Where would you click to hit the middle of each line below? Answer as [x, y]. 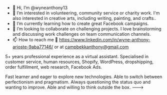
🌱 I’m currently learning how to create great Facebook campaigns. [80, 23]
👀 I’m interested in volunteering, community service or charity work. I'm [86, 13]
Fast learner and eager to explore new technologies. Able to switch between [84, 77]
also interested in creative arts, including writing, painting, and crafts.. [84, 18]
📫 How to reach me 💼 [35, 40]
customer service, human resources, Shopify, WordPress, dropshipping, [79, 62]
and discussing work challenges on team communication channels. [81, 34]
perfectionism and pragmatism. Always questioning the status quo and [78, 82]
